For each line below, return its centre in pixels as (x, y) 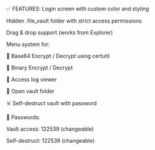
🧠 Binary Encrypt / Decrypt (40, 68)
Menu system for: (28, 44)
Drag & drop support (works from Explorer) (60, 32)
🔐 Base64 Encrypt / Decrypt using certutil (58, 56)
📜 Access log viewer (32, 79)
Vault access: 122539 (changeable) (50, 129)
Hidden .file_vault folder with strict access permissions (74, 21)
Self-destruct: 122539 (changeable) (51, 141)
